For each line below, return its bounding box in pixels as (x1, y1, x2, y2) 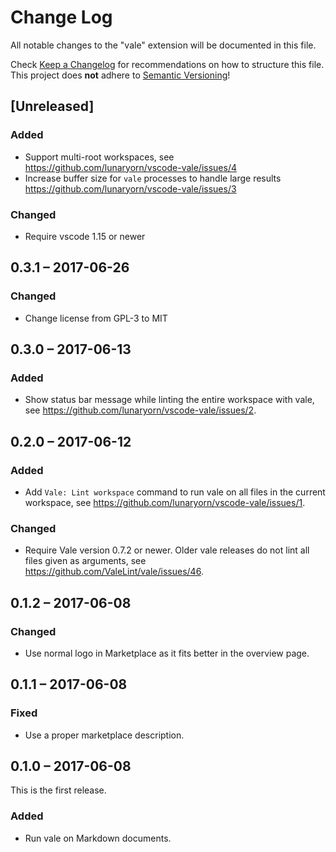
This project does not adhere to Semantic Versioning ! (10, 69, 231, 81)
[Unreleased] (10, 98, 95, 115)
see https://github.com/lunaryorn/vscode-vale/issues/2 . (24, 404, 257, 416)
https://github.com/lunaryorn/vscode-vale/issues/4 (24, 161, 237, 173)
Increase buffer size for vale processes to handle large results (24, 172, 282, 184)
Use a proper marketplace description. (24, 729, 185, 741)
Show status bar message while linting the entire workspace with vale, (24, 394, 315, 406)
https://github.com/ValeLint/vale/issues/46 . (24, 566, 204, 578)
